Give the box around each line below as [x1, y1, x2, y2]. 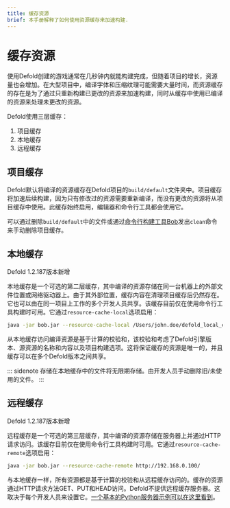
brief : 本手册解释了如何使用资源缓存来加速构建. [7, 16, 129, 23]
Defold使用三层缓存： [7, 113, 68, 121]
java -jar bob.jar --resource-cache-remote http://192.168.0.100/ [7, 462, 201, 469]
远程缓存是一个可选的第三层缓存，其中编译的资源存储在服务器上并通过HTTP [7, 431, 221, 439]
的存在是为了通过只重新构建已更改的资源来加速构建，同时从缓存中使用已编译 [7, 89, 223, 97]
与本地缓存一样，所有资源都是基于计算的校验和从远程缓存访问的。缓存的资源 [7, 475, 223, 484]
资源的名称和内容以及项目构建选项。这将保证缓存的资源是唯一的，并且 [25, 343, 223, 351]
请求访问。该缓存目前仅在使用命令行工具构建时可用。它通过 [7, 440, 175, 448]
